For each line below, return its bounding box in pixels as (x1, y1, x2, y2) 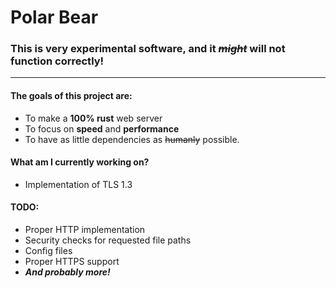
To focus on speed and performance (24, 122, 180, 135)
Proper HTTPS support (24, 256, 120, 268)
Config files (24, 245, 73, 257)
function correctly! (10, 54, 105, 68)
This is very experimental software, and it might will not (10, 42, 286, 56)
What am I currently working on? (10, 156, 150, 168)
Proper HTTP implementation (24, 224, 146, 236)
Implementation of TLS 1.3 (24, 178, 133, 190)
